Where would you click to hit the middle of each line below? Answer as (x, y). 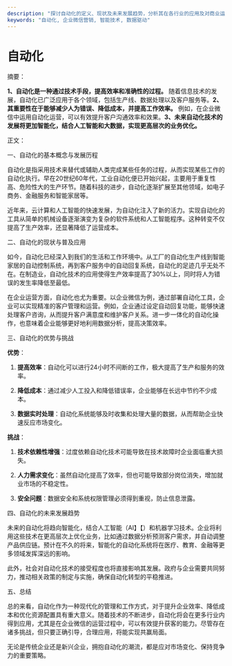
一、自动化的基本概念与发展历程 (52, 155)
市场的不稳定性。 (48, 484)
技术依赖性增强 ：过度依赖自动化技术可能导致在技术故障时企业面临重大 (117, 452)
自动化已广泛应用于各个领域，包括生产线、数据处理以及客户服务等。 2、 (121, 100)
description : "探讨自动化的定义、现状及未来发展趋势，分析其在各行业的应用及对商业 (114, 13)
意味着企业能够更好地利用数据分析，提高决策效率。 (98, 323)
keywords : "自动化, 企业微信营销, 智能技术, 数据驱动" (79, 20)
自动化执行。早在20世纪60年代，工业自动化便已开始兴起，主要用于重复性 (112, 178)
